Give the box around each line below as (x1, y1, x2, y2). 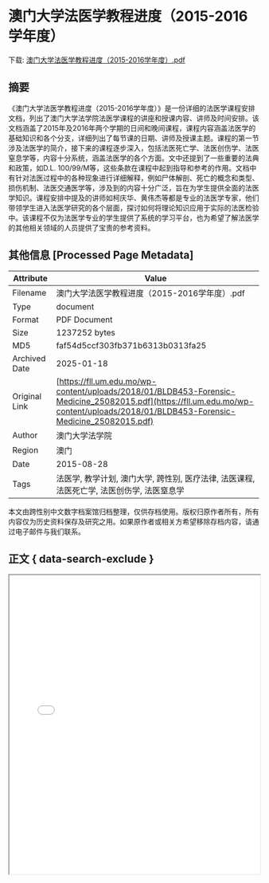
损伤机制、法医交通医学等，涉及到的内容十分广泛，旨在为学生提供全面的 (8, 182, 245, 192)
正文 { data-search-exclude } (8, 551, 154, 566)
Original (12, 390, 42, 402)
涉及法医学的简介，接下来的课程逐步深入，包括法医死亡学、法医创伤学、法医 (8, 143, 259, 152)
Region (12, 444, 39, 455)
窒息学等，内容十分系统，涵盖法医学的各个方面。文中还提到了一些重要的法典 (8, 153, 259, 163)
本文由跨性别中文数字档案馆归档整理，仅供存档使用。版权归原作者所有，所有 (8, 507, 259, 516)
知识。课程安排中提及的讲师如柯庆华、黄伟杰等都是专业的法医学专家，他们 (14, 193, 259, 202)
